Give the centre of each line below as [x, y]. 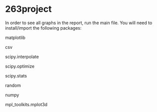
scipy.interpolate [22, 56]
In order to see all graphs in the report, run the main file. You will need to [79, 23]
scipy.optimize [20, 66]
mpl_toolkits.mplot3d [26, 104]
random [13, 85]
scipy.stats [16, 75]
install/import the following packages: [43, 28]
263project [28, 9]
